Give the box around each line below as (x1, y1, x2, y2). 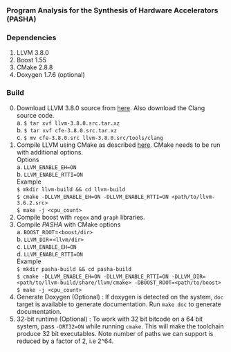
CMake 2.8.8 (16, 63, 53, 71)
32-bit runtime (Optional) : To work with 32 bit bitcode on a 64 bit (16, 315, 203, 323)
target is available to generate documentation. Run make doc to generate (16, 300, 222, 308)
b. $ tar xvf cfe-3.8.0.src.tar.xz (16, 125, 118, 134)
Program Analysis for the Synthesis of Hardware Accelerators (6, 6, 219, 15)
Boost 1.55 (16, 56, 46, 64)
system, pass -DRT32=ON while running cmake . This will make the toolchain (16, 322, 224, 331)
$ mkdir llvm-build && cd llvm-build (16, 186, 126, 193)
